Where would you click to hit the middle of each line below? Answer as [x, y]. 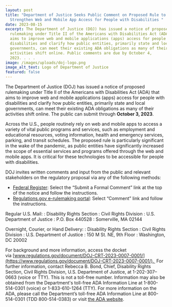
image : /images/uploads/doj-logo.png [46, 63]
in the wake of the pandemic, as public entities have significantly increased [84, 146]
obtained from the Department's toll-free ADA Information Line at [74, 283]
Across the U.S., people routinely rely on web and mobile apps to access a [84, 124]
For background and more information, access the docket [66, 250]
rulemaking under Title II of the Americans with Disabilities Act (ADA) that [82, 92]
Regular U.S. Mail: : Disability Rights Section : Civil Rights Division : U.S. [80, 214]
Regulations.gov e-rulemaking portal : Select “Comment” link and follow [88, 198]
